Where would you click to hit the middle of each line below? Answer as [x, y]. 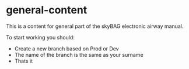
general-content [47, 10]
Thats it [24, 61]
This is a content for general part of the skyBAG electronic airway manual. [95, 26]
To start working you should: [40, 37]
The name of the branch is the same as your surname [79, 55]
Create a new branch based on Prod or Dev [66, 48]
